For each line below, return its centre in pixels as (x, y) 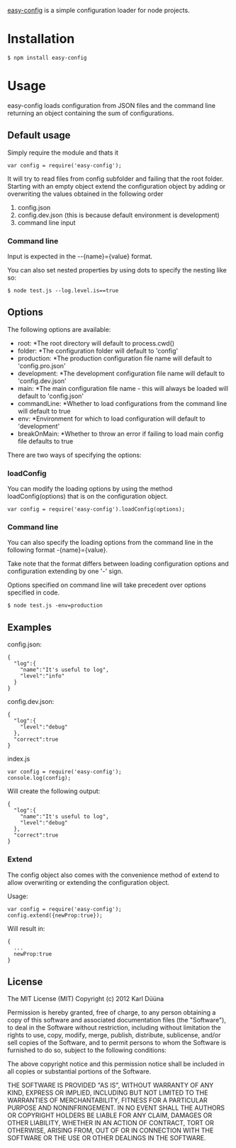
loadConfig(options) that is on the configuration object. (88, 497)
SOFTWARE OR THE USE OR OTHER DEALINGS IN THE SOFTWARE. (107, 1138)
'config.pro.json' (41, 365)
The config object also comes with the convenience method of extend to (113, 875)
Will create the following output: (54, 791)
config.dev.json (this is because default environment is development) (118, 215)
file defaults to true (45, 441)
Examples (29, 627)
